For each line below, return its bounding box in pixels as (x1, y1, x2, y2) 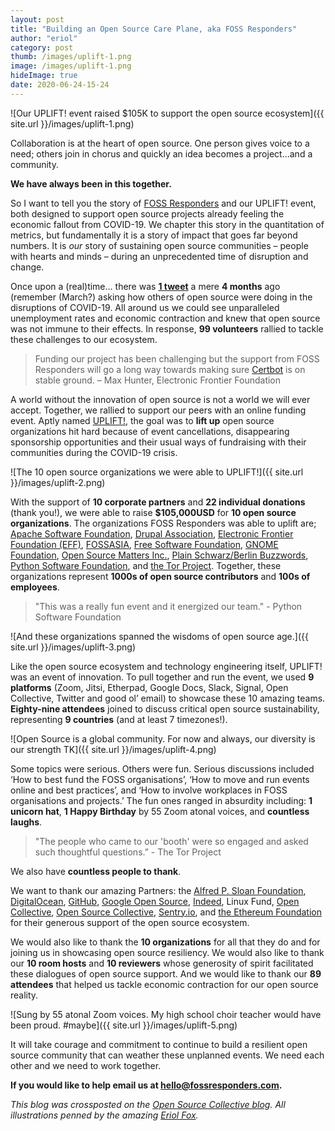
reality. (10, 989, 39, 1001)
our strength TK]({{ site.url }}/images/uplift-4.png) (10, 743, 217, 755)
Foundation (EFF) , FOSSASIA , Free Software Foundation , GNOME (10, 538, 279, 550)
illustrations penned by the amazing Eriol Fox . (10, 1109, 199, 1121)
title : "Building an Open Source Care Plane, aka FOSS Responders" (10, 24, 298, 34)
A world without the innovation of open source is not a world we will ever (10, 393, 311, 405)
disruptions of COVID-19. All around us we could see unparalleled (10, 301, 280, 313)
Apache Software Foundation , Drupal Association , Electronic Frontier (10, 527, 294, 540)
